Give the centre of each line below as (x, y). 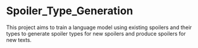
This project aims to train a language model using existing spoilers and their (99, 27)
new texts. (19, 40)
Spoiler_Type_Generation (70, 11)
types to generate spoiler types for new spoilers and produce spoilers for (96, 33)
